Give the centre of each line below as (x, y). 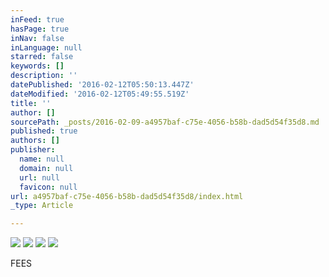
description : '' (44, 76)
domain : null (46, 168)
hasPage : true (40, 29)
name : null (42, 159)
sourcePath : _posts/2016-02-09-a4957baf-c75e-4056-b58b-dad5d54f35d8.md (165, 122)
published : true (44, 131)
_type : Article (42, 206)
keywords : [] (37, 66)
